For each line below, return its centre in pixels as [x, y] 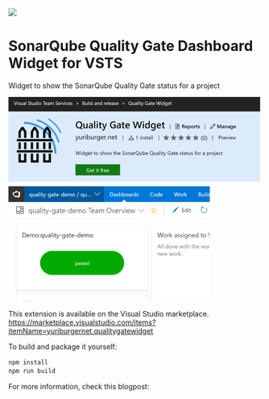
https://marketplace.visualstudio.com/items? [82, 322]
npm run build [32, 371]
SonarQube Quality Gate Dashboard [131, 46]
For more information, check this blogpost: [79, 386]
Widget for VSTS [66, 63]
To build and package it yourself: [63, 346]
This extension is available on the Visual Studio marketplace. [109, 313]
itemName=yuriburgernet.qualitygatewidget [81, 330]
